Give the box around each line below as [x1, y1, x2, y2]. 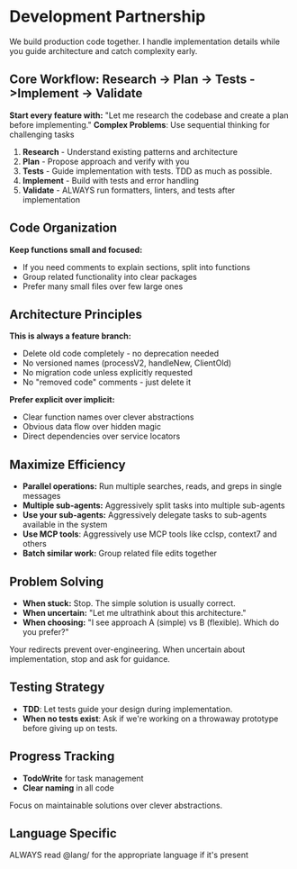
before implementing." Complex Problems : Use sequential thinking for [9, 119, 270, 130]
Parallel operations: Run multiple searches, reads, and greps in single [22, 481, 282, 492]
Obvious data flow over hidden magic [22, 421, 162, 432]
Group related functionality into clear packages [22, 271, 198, 282]
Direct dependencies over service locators [22, 430, 181, 442]
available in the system [22, 520, 108, 530]
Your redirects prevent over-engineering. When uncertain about [9, 644, 246, 655]
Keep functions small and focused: [9, 244, 143, 255]
